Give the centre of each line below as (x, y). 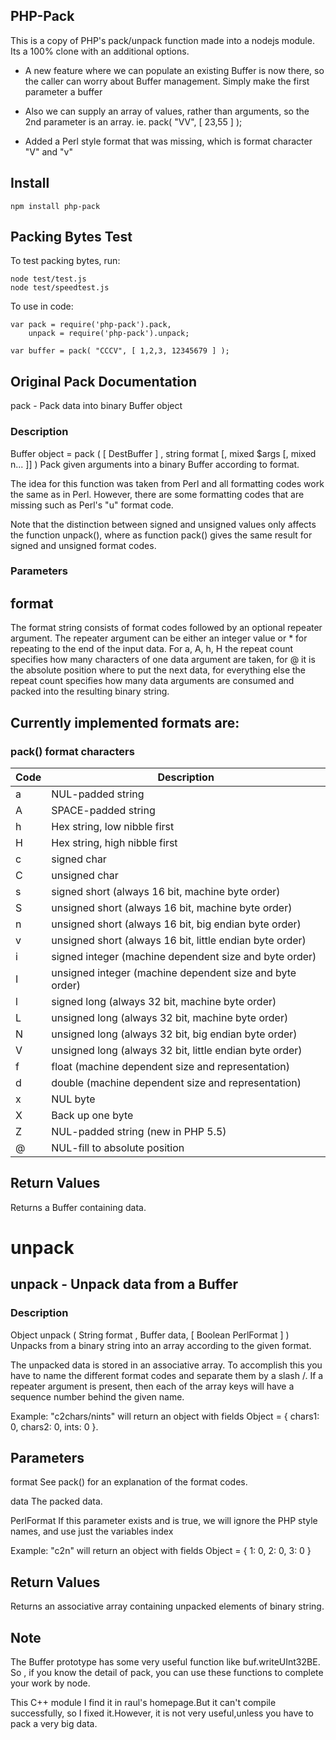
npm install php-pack (55, 206)
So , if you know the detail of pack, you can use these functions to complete (167, 1673)
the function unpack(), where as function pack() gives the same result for (161, 535)
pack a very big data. (54, 1724)
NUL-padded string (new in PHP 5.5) (139, 1131)
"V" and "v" (48, 151)
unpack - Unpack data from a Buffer (124, 1284)
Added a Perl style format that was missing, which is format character (168, 141)
